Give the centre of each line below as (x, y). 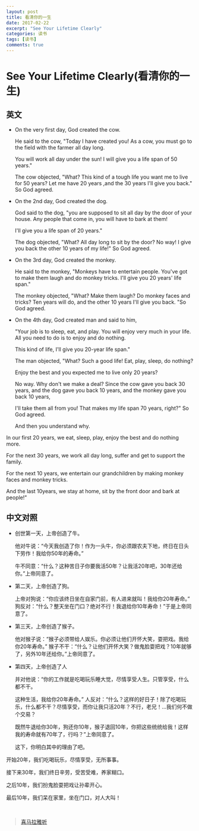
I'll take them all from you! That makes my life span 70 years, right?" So (102, 408)
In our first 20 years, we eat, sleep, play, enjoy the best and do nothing (93, 437)
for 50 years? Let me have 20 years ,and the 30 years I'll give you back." (103, 183)
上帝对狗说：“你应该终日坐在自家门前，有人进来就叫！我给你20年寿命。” (102, 599)
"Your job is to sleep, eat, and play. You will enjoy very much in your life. (103, 331)
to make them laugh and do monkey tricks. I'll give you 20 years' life (98, 278)
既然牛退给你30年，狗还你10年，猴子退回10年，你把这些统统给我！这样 (102, 727)
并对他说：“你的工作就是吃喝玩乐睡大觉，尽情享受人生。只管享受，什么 (102, 679)
